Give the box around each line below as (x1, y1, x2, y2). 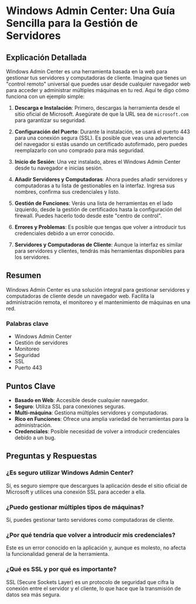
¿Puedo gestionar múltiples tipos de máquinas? (6, 503, 145, 511)
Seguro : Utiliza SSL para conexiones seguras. (14, 403, 126, 410)
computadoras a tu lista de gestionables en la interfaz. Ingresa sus (14, 182, 176, 189)
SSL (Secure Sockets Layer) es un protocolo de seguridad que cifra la (6, 578, 174, 585)
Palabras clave (6, 319, 49, 328)
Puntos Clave (6, 381, 56, 391)
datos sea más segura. (6, 591, 61, 598)
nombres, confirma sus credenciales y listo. (14, 188, 120, 195)
